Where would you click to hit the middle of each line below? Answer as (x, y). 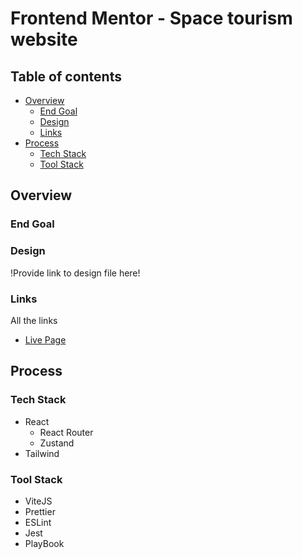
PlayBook (44, 543)
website (44, 39)
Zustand (57, 443)
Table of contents (66, 76)
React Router (66, 432)
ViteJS (38, 501)
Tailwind (42, 453)
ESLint (38, 522)
